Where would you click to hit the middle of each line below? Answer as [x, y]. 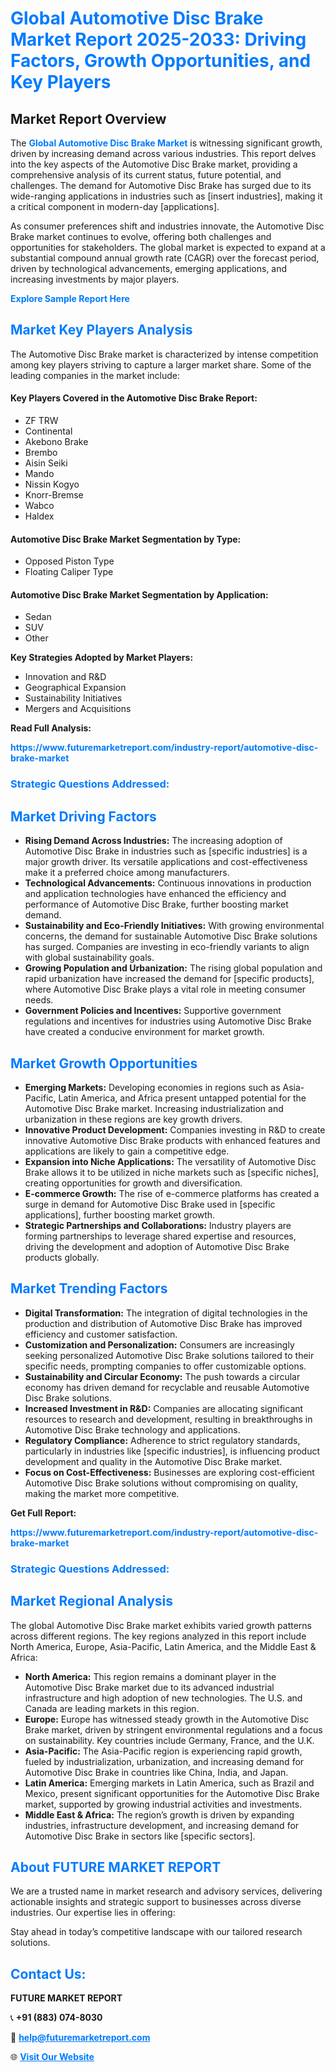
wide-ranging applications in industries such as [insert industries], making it [166, 196]
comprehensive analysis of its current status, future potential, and [146, 175]
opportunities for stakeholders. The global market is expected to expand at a [168, 247]
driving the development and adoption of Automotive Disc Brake [157, 1246]
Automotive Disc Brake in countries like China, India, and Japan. [156, 1772]
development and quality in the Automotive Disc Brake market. [153, 1461]
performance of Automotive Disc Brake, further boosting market [156, 904]
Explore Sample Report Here [70, 298]
